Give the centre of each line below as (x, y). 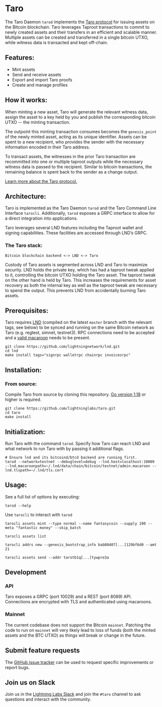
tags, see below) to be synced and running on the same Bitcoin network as (80, 327)
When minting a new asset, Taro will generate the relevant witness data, (77, 112)
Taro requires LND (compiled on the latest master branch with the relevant (79, 322)
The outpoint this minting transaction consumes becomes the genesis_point (81, 131)
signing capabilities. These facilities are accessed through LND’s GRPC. (76, 233)
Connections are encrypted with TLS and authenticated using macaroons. (79, 602)
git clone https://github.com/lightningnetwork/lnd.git (62, 347)
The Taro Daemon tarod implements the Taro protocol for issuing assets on (80, 22)
